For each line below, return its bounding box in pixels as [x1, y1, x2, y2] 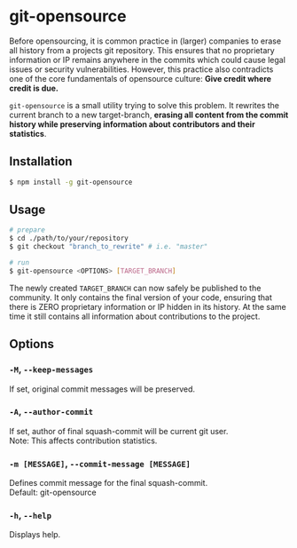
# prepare [9, 226, 46, 234]
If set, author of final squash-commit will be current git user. [9, 425, 229, 436]
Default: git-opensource [9, 487, 97, 498]
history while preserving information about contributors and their [9, 118, 255, 130]
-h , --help [9, 509, 51, 521]
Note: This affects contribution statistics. [9, 435, 158, 446]
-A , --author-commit [9, 406, 94, 418]
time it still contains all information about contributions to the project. [9, 311, 261, 322]
